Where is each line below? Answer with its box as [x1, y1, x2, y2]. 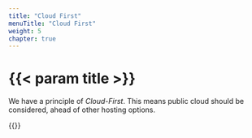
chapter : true [8, 34, 57, 43]
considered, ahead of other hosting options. [8, 105, 156, 114]
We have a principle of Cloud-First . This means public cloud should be [8, 97, 245, 106]
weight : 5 [8, 27, 42, 35]
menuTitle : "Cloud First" [8, 19, 96, 28]
